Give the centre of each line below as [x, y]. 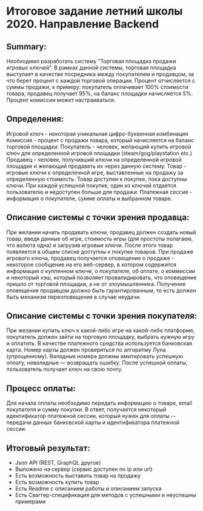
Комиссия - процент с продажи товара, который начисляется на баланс [100, 140]
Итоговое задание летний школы [95, 11]
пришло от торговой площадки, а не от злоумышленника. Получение [96, 283]
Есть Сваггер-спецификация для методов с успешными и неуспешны [105, 495]
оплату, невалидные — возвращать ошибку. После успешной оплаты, [97, 363]
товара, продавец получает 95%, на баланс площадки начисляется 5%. [100, 93]
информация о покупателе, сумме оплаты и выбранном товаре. [89, 198]
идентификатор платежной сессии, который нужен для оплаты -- [91, 416]
